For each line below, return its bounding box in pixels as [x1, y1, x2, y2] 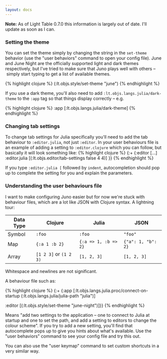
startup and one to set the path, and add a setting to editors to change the [5, 317, 157, 323]
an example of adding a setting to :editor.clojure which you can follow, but [5, 144, 162, 150]
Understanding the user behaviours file [5, 182, 102, 189]
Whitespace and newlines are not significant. [5, 268, 97, 274]
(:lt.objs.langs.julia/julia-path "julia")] [20, 292, 96, 298]
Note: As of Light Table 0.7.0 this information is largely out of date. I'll [5, 21, 147, 27]
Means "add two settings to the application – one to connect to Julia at [5, 312, 150, 318]
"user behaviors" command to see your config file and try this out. [5, 333, 141, 339]
